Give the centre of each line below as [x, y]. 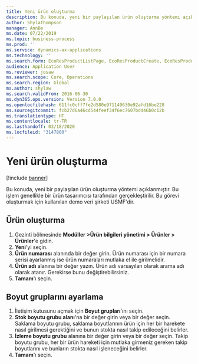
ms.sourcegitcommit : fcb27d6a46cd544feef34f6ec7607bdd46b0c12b [85, 110]
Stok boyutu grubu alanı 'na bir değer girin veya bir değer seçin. [93, 317]
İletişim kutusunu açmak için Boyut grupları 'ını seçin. [79, 311]
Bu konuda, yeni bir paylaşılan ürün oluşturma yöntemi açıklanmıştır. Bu [93, 189]
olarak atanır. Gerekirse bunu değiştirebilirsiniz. [72, 272]
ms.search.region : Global [38, 83]
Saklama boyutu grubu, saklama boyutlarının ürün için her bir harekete [100, 324]
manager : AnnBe [25, 28]
